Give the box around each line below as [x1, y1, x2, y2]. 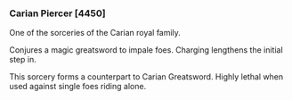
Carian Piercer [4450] [9, 7, 106, 20]
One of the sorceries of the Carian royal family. [9, 28, 181, 38]
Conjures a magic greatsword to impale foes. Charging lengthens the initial [9, 45, 283, 55]
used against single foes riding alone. [9, 81, 147, 92]
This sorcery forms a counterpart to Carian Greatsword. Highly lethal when [9, 71, 284, 82]
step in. [9, 54, 37, 65]
